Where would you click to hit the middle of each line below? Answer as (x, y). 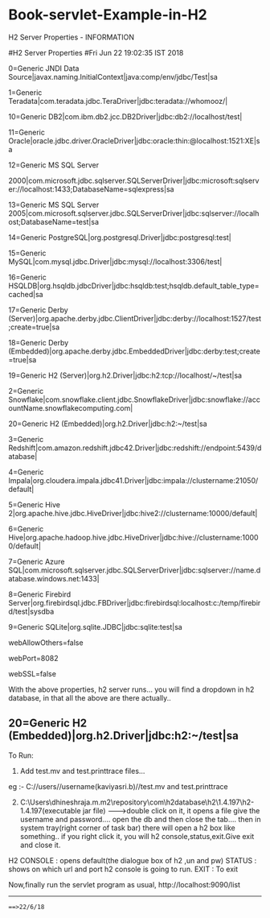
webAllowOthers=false (46, 643)
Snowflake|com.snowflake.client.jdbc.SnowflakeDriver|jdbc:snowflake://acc (135, 399)
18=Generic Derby (39, 342)
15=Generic (27, 253)
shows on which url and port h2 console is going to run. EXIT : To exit (123, 869)
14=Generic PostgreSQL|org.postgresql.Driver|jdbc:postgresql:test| (120, 237)
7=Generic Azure (37, 561)
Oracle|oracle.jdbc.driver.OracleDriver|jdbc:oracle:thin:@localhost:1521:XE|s (134, 141)
